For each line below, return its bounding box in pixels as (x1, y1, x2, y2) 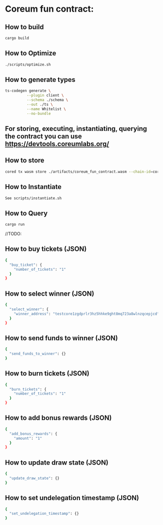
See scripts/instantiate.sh (5, 196, 62, 201)
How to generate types (5, 75, 76, 84)
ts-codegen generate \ (5, 89, 51, 94)
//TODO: (5, 231, 22, 237)
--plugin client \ (26, 93, 64, 98)
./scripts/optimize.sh (5, 62, 51, 67)
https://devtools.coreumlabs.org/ (5, 140, 109, 148)
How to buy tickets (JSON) (5, 245, 87, 253)
